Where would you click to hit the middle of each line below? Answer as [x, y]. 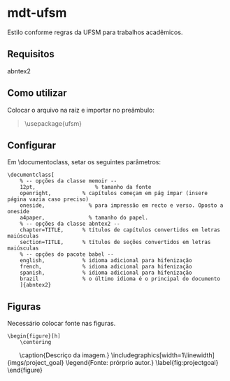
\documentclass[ [31, 175]
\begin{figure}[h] [34, 336]
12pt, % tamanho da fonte [86, 187]
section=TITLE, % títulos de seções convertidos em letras [115, 243]
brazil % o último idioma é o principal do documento [120, 279]
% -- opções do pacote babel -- [67, 254]
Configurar [32, 145]
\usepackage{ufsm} [53, 123]
